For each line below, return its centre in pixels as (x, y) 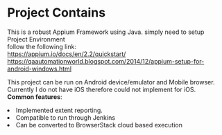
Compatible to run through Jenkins (66, 117)
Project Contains (57, 13)
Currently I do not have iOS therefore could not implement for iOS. (102, 89)
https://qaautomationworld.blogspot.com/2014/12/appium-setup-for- (106, 61)
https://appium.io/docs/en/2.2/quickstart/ (67, 54)
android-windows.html (39, 69)
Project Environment (36, 39)
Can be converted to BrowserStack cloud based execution (99, 125)
